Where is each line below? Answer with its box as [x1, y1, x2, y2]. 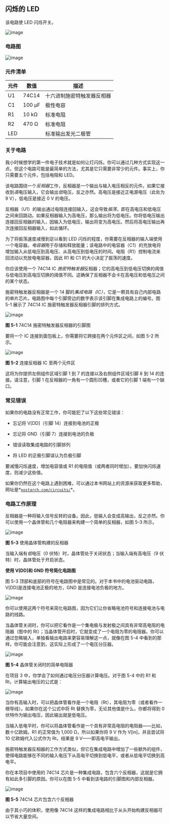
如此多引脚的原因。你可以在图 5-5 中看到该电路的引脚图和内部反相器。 [9, 776, 157, 782]
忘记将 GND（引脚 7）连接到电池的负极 [12, 431, 95, 437]
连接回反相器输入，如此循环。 [9, 225, 72, 231]
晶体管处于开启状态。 [22, 557, 67, 563]
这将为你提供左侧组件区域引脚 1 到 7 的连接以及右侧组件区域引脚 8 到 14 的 [5, 370, 160, 376]
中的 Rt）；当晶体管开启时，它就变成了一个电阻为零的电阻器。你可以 [22, 629, 164, 635]
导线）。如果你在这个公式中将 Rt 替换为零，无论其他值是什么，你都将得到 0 [9, 706, 165, 712]
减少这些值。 [18, 469, 46, 475]
